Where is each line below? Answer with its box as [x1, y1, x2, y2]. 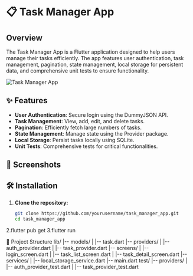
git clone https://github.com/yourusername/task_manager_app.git [14, 211, 179, 216]
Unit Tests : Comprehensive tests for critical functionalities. [14, 143, 158, 150]
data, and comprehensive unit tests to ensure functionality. [6, 67, 149, 74]
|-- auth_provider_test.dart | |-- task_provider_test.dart [6, 263, 139, 270]
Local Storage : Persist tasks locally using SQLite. [14, 136, 135, 143]
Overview [6, 32, 43, 42]
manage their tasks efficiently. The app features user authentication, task [6, 55, 184, 61]
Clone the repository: [14, 199, 68, 206]
